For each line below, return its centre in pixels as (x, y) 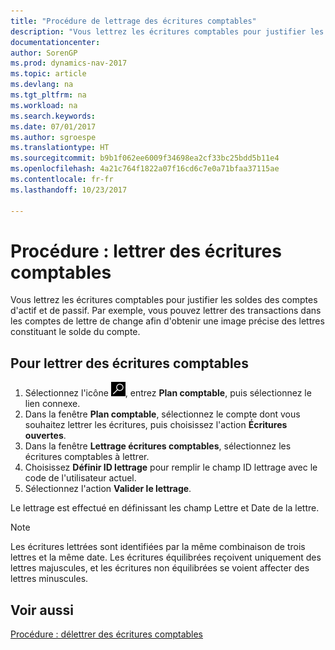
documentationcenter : (55, 42)
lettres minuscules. (49, 579)
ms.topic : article (48, 74)
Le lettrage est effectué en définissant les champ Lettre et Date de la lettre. (165, 508)
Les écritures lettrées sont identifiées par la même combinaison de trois (158, 547)
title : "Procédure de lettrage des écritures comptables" (133, 21)
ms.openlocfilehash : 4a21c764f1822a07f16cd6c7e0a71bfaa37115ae (145, 169)
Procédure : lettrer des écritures (146, 251)
